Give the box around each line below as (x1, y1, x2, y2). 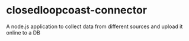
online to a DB (6, 29, 40, 36)
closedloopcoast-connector (6, 4, 147, 17)
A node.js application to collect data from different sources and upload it (6, 23, 183, 30)
